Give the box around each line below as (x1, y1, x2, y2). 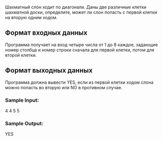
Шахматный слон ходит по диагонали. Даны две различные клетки (5, 4, 147, 10)
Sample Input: (5, 96, 39, 103)
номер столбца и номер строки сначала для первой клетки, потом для (5, 47, 155, 53)
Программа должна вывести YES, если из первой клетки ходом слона (5, 79, 154, 85)
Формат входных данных (5, 29, 87, 37)
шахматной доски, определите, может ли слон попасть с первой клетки (5, 9, 157, 15)
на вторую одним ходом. (5, 15, 58, 20)
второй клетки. (5, 52, 37, 58)
